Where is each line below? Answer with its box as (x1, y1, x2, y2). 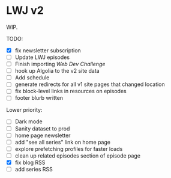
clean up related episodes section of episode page (14, 152, 141, 159)
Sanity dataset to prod (14, 124, 70, 132)
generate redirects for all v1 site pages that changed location (14, 81, 165, 88)
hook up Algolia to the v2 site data (14, 67, 100, 75)
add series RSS (14, 165, 53, 173)
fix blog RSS (14, 159, 46, 166)
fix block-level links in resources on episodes (14, 88, 127, 95)
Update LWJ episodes (14, 54, 70, 61)
